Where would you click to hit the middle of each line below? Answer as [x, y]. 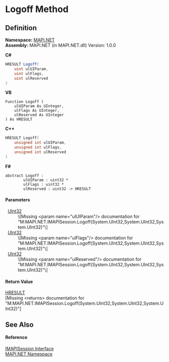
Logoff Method [37, 9]
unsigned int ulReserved [40, 152]
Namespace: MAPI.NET [30, 40]
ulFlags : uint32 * [44, 184]
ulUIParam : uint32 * [46, 180]
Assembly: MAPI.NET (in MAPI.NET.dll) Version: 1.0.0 [61, 45]
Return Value [19, 281]
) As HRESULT [19, 119]
